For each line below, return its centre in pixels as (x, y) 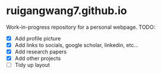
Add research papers (41, 52)
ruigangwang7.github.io (67, 11)
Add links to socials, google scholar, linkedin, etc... (76, 45)
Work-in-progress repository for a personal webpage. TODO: (81, 27)
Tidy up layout (32, 65)
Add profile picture (38, 38)
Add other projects (38, 58)
